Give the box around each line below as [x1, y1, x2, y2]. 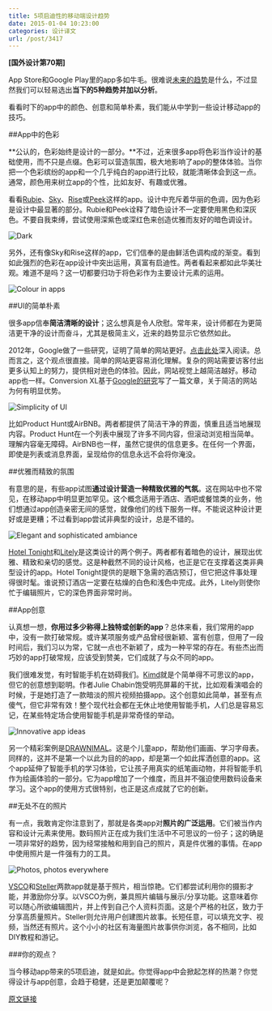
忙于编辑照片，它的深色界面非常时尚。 [8, 588, 136, 598]
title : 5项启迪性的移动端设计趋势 [8, 11, 110, 20]
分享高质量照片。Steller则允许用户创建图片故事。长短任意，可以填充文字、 [8, 912, 257, 922]
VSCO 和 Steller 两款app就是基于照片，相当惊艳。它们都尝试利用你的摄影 [8, 881, 247, 892]
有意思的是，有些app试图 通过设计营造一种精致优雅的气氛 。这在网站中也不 [8, 484, 256, 494]
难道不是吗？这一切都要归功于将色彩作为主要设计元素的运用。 [22, 268, 228, 278]
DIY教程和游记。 [8, 932, 63, 942]
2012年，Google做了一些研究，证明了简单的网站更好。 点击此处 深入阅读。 [8, 345, 254, 355]
